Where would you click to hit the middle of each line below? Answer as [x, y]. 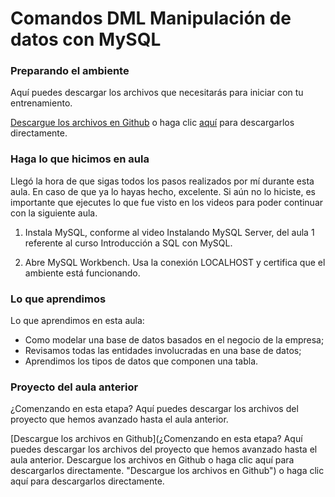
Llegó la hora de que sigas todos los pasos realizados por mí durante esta [162, 181]
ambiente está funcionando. [82, 273]
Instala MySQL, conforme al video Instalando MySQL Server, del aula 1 [169, 232]
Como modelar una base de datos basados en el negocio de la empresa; [174, 340]
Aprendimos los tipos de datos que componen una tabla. [141, 361]
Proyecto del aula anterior [74, 387]
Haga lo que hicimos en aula [80, 159]
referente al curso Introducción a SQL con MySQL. [128, 243]
